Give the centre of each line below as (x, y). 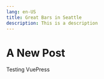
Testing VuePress (28, 69)
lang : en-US (21, 12)
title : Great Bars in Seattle (44, 17)
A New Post (36, 53)
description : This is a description (52, 23)
